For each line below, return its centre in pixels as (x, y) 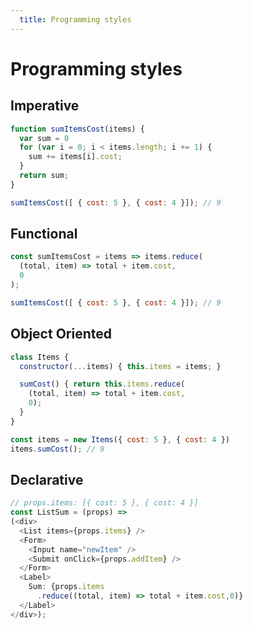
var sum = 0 (44, 138)
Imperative (45, 106)
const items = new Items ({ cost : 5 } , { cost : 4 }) (120, 439)
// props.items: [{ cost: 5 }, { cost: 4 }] (104, 503)
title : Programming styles (75, 19)
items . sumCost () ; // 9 (57, 449)
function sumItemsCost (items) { (77, 129)
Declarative (47, 479)
